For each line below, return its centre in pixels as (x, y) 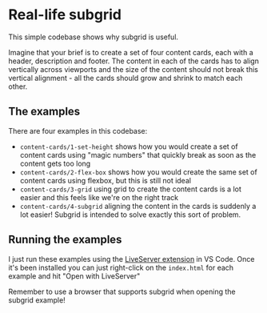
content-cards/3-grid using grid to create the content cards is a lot (131, 189)
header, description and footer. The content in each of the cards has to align (134, 61)
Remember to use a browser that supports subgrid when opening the (122, 291)
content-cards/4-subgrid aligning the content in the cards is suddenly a (138, 206)
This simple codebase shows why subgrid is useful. (93, 37)
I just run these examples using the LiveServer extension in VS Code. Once (132, 259)
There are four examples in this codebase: (78, 130)
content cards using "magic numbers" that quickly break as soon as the (138, 154)
